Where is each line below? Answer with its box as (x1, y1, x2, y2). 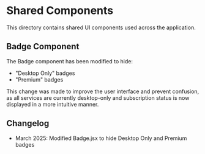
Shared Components (6, 4, 114, 18)
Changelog (6, 118, 50, 128)
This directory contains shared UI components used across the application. (6, 24, 196, 31)
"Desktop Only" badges (15, 69, 75, 77)
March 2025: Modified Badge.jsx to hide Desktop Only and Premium (15, 135, 187, 142)
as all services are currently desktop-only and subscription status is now (6, 94, 190, 101)
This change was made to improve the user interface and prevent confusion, (6, 88, 199, 95)
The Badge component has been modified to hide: (6, 57, 133, 65)
